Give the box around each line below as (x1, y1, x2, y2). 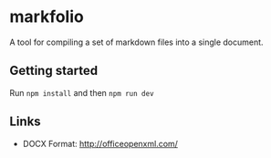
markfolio (9, 6, 84, 27)
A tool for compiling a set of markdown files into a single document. (9, 37, 264, 47)
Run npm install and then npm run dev (9, 87, 154, 98)
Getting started (9, 63, 99, 79)
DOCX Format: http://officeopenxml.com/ (22, 138, 178, 149)
